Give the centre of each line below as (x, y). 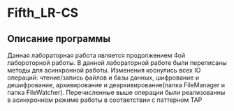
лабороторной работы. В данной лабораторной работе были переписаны (117, 63)
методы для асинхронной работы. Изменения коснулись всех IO (104, 70)
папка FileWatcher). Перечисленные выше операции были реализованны (116, 92)
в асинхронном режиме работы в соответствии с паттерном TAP (105, 100)
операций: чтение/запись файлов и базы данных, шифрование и (103, 77)
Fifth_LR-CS (43, 13)
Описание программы (59, 39)
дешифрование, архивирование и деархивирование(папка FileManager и (116, 85)
